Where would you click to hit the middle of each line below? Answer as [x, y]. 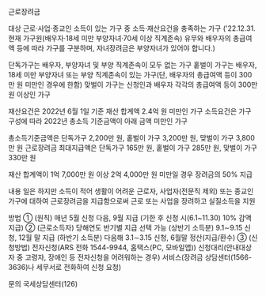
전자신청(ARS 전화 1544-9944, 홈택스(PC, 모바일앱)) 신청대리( [129, 247]
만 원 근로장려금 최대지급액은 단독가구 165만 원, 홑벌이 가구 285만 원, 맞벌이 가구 [133, 148]
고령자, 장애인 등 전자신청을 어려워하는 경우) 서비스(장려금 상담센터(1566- [138, 257]
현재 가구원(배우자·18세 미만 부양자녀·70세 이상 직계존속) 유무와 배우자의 [120, 38]
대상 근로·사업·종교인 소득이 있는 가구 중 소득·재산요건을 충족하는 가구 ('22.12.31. [132, 28]
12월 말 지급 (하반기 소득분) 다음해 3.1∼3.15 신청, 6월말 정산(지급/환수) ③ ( [135, 238]
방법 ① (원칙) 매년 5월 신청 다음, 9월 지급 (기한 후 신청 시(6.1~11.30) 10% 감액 [130, 218]
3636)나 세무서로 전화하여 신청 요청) [65, 267]
